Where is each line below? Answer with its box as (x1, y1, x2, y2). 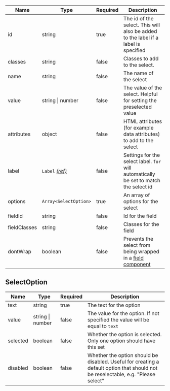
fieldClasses (8, 224, 37, 231)
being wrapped (123, 248, 159, 255)
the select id (123, 183, 153, 190)
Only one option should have (87, 337, 156, 344)
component (123, 261, 151, 268)
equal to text (87, 322, 119, 330)
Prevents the (123, 236, 153, 242)
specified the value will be (87, 316, 149, 323)
